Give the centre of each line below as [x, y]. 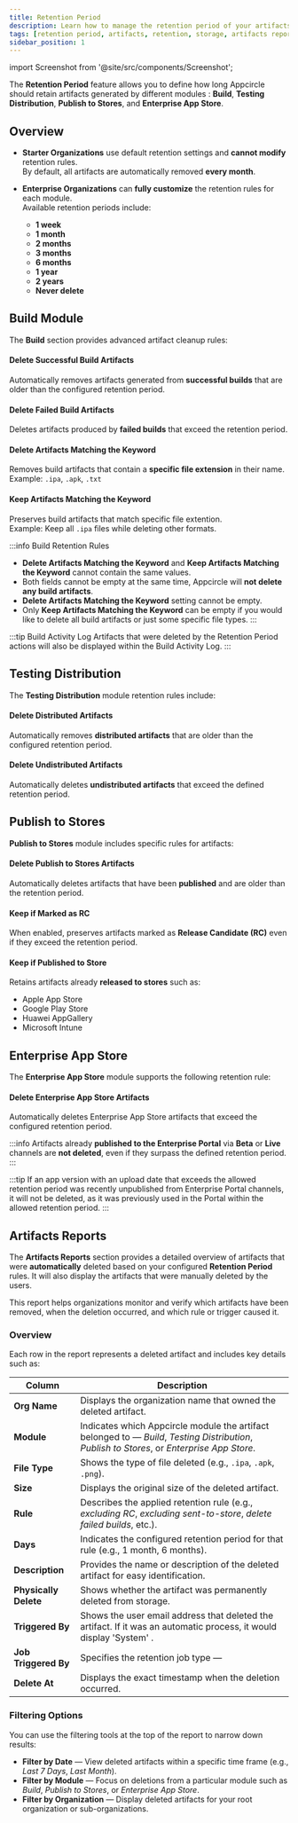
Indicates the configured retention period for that [181, 1539]
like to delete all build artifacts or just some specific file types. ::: [139, 619]
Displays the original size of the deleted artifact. [179, 1489]
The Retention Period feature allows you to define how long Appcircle [137, 84]
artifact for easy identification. [142, 1575]
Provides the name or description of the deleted [179, 1565]
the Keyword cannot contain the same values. [106, 572]
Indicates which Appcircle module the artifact [174, 1426]
